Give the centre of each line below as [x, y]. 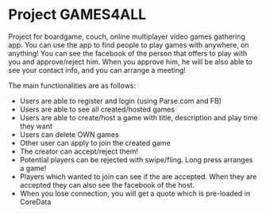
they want [36, 126]
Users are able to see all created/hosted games [97, 109]
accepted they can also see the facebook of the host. [107, 184]
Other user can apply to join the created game [95, 143]
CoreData [35, 202]
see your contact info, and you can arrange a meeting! [97, 70]
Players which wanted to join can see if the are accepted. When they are [138, 177]
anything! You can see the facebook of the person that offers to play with [128, 53]
